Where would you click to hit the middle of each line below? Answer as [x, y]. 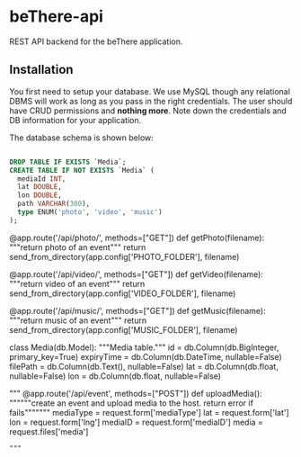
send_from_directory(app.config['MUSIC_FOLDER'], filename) [124, 329]
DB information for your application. [75, 120]
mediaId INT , [42, 179]
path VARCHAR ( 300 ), [54, 204]
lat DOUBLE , [40, 187]
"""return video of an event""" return [77, 283]
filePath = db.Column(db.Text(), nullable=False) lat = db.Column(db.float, [144, 366]
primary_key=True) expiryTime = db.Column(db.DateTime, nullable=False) [146, 356]
